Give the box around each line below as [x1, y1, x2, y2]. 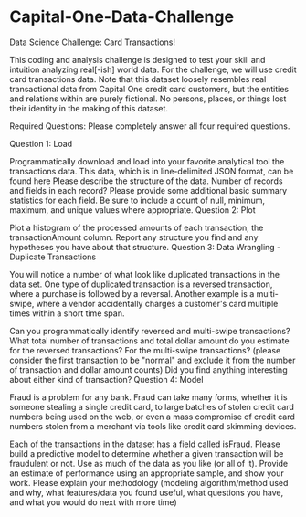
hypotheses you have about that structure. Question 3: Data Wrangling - [9, 241, 281, 252]
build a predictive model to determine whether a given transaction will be [9, 448, 284, 459]
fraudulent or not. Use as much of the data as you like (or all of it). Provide [9, 458, 289, 469]
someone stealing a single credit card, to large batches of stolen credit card [9, 401, 295, 412]
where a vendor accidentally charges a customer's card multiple [36, 298, 279, 309]
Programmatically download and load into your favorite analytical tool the [9, 155, 285, 166]
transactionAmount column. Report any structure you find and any [9, 231, 259, 243]
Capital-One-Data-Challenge [9, 6, 235, 27]
